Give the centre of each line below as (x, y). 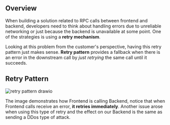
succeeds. (16, 63)
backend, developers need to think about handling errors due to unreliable (83, 26)
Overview (21, 8)
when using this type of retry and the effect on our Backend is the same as (84, 112)
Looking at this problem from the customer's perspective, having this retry (83, 46)
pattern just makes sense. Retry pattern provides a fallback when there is (83, 52)
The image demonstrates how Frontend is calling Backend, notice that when (85, 101)
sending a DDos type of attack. (38, 117)
